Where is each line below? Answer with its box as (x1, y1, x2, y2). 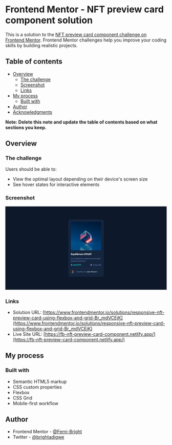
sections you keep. (5, 124, 47, 130)
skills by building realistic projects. (5, 42, 78, 48)
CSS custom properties (12, 383, 62, 390)
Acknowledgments (12, 109, 53, 115)
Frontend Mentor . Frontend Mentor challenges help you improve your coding (5, 37, 167, 43)
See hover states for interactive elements (12, 181, 100, 188)
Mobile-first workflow (12, 400, 59, 406)
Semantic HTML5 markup (12, 378, 67, 385)
